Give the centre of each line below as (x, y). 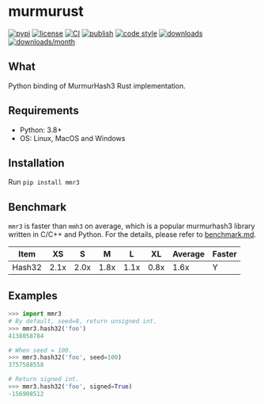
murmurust (46, 11)
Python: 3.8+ (41, 130)
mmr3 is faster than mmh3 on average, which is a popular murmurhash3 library (132, 226)
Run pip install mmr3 (44, 182)
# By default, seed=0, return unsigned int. (83, 321)
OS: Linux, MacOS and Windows (72, 138)
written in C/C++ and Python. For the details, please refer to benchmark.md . (132, 234)
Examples (33, 295)
